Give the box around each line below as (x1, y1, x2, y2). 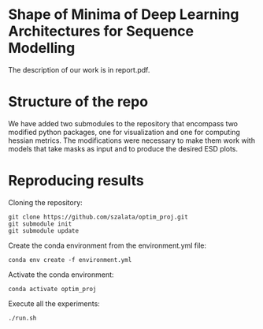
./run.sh (8, 314, 37, 322)
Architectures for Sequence (8, 22, 194, 40)
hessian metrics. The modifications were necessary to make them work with (8, 136, 256, 145)
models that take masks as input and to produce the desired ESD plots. (8, 144, 239, 153)
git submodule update (8, 226, 80, 234)
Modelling (8, 39, 76, 57)
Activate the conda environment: (8, 270, 114, 279)
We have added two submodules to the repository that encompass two (8, 118, 239, 128)
